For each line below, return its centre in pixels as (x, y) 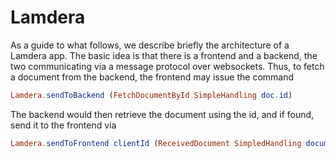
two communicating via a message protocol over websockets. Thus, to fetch (167, 66)
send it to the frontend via (63, 125)
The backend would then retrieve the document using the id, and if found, (162, 114)
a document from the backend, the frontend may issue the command (152, 77)
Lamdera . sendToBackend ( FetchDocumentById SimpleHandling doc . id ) (151, 95)
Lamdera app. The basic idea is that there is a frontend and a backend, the (164, 55)
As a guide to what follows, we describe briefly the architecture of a (150, 45)
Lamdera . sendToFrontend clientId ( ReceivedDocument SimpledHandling (156, 143)
